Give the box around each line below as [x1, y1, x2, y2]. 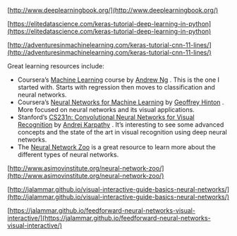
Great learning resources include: [7, 62, 104, 70]
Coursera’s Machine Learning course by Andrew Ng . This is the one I [17, 75, 220, 84]
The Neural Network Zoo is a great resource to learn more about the [17, 143, 217, 151]
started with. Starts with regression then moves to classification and [17, 83, 215, 91]
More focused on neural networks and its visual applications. [17, 106, 195, 113]
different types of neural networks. [17, 151, 119, 159]
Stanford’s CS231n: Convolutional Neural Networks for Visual [17, 113, 195, 121]
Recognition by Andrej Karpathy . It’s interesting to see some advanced [17, 120, 224, 129]
